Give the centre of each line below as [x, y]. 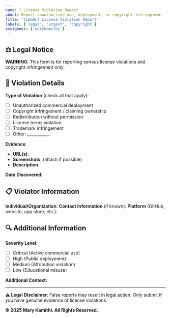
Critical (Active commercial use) [46, 253]
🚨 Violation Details [35, 83]
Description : [26, 165]
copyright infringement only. [35, 67]
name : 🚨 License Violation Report [42, 10]
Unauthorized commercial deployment [53, 105]
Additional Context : [26, 280]
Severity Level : [21, 243]
